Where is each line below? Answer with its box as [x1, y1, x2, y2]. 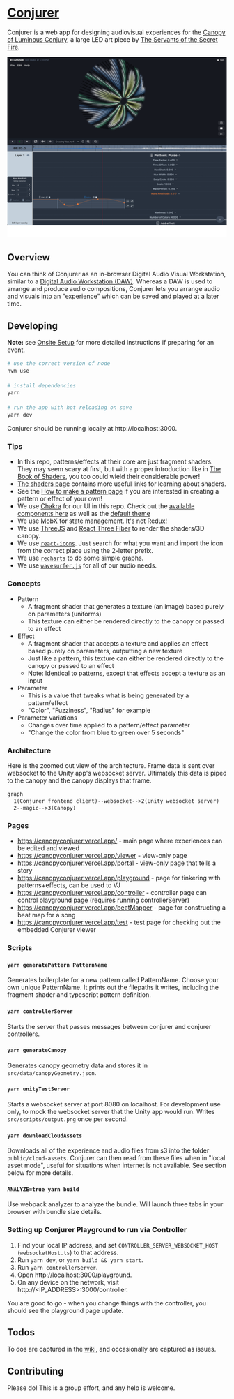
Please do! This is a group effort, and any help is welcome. [7, 1384, 175, 1392]
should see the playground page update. [7, 1306, 124, 1315]
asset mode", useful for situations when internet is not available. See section [7, 1161, 226, 1170]
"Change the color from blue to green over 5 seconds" [27, 728, 185, 736]
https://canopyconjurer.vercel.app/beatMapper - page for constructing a [17, 903, 226, 912]
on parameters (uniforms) [27, 609, 102, 618]
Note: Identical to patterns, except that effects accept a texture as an [27, 669, 226, 677]
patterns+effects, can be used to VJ [17, 881, 120, 889]
